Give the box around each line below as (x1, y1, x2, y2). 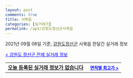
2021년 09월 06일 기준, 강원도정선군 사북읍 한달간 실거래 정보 (5, 41, 128, 47)
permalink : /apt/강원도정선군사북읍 (5, 26, 74, 31)
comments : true (5, 12, 38, 17)
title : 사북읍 (5, 17, 32, 22)
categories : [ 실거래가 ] (5, 21, 52, 27)
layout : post (5, 7, 33, 13)
